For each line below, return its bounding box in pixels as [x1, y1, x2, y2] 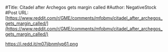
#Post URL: [5, 10, 29, 16]
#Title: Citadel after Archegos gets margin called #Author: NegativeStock [5, 5, 157, 10]
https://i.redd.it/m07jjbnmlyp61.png [5, 41, 78, 47]
